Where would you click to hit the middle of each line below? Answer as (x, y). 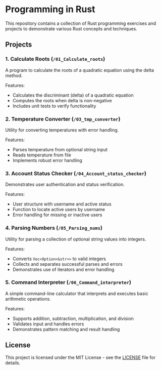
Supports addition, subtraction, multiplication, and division (73, 318)
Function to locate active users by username (59, 210)
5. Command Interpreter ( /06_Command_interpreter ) (68, 282)
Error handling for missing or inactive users (57, 215)
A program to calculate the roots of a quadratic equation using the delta (80, 70)
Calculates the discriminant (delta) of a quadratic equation (73, 95)
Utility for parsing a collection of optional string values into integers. (76, 239)
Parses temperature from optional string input (60, 149)
